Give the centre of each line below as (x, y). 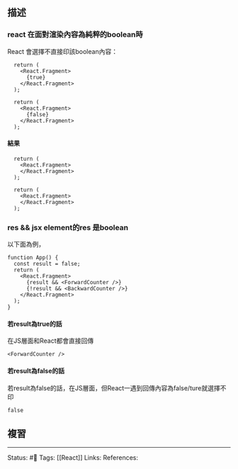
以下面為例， (26, 244)
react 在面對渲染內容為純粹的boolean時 (75, 35)
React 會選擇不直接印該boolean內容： (63, 51)
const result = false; (47, 264)
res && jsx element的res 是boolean (68, 227)
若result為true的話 (35, 324)
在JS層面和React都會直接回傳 (51, 341)
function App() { (33, 258)
